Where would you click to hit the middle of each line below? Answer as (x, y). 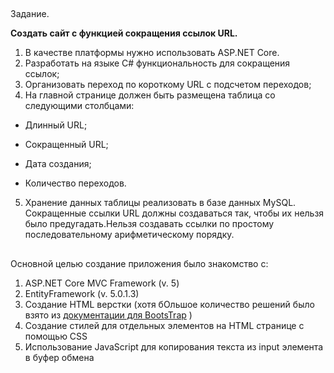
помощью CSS (56, 336)
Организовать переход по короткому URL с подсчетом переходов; (168, 85)
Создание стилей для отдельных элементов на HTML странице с (164, 325)
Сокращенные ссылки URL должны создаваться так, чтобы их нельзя (174, 213)
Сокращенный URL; (66, 145)
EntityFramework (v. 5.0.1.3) (82, 293)
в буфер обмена (59, 357)
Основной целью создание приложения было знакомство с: (139, 263)
